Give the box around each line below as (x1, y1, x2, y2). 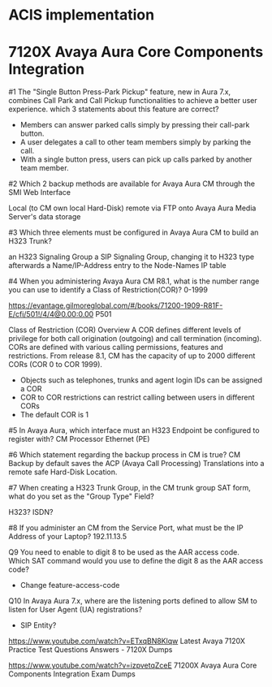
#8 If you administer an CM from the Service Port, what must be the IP (8, 523, 244, 533)
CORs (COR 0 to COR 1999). (8, 360, 103, 369)
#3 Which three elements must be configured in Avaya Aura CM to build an (8, 227, 259, 237)
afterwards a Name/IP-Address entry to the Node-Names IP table (8, 261, 227, 270)
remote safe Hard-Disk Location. (8, 467, 118, 477)
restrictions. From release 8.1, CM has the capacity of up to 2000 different (8, 351, 256, 361)
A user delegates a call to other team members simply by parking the (19, 137, 252, 147)
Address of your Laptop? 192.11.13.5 (8, 532, 127, 542)
